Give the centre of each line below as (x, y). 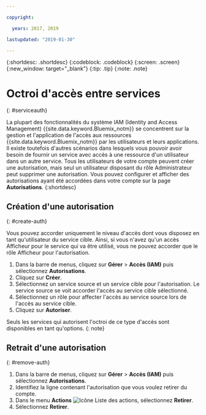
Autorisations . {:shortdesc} (41, 187)
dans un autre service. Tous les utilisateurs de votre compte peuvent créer (100, 161)
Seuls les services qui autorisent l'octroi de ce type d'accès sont (88, 322)
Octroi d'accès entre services (83, 93)
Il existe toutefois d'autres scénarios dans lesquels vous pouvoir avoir (94, 148)
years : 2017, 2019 (36, 28)
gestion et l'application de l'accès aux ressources (69, 135)
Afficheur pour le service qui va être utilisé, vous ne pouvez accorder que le (102, 246)
